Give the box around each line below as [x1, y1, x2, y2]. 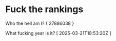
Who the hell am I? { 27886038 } [5, 20, 74, 26]
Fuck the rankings [5, 4, 84, 15]
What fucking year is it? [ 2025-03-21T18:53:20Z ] [5, 30, 111, 36]
